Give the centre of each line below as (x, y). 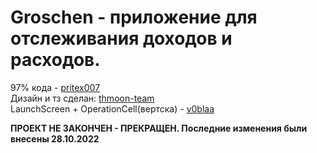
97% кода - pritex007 (55, 87)
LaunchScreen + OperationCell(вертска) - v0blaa (112, 108)
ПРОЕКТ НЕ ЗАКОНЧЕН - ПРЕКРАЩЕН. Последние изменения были (159, 128)
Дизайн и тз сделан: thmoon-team (82, 98)
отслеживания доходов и (121, 38)
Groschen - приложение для (134, 17)
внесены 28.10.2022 (55, 138)
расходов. (55, 60)
